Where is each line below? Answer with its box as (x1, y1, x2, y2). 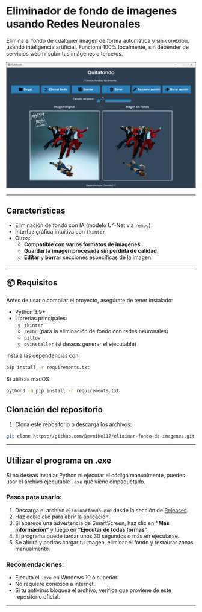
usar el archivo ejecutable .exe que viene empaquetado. (6, 478, 146, 485)
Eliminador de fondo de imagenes (6, 4, 177, 18)
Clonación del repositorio (6, 404, 103, 415)
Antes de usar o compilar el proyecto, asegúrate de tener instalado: (6, 297, 173, 304)
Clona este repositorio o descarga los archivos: (14, 421, 132, 428)
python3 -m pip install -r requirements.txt (6, 388, 120, 394)
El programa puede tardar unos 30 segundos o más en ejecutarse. (14, 532, 180, 540)
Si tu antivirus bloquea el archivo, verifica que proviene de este (14, 587, 171, 594)
